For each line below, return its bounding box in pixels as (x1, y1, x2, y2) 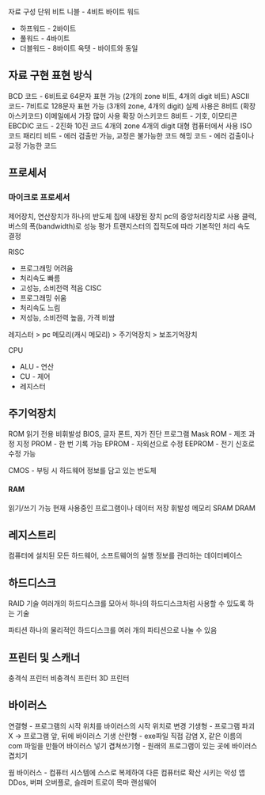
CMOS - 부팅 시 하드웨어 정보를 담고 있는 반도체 (8, 466, 157, 475)
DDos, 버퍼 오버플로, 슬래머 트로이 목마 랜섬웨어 (8, 778, 157, 787)
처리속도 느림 (19, 303, 61, 312)
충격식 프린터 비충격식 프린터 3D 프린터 (8, 673, 130, 683)
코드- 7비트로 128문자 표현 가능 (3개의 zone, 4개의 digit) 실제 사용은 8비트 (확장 (8, 101, 256, 111)
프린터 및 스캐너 (8, 651, 81, 664)
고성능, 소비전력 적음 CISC (19, 283, 102, 293)
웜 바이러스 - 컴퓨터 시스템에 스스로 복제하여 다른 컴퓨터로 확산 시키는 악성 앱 (8, 767, 245, 777)
